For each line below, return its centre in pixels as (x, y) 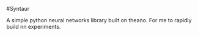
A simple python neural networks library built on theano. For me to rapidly (99, 20)
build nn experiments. (34, 27)
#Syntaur (18, 9)
